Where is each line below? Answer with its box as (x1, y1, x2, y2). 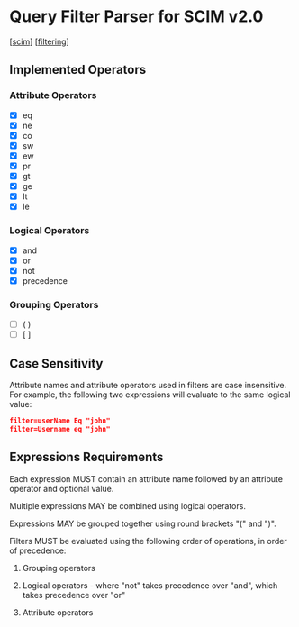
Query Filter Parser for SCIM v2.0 (9, 6, 264, 27)
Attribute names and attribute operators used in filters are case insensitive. (9, 380, 286, 391)
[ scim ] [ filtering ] (9, 36, 69, 47)
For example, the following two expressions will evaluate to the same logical (9, 389, 291, 400)
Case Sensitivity (9, 356, 104, 371)
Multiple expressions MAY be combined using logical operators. (9, 500, 246, 511)
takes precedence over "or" (22, 589, 126, 600)
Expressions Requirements (9, 450, 164, 465)
